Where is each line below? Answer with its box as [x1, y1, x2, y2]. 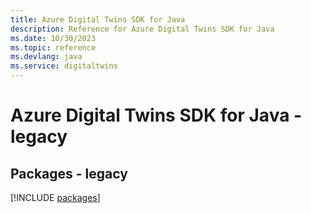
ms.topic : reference [10, 42, 97, 53]
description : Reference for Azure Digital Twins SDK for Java [10, 24, 275, 34]
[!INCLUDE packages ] [10, 192, 101, 203]
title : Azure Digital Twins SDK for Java [10, 14, 186, 25]
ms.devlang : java [10, 52, 83, 62]
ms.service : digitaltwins [10, 61, 118, 71]
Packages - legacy [10, 165, 128, 182]
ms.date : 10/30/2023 [10, 33, 97, 43]
